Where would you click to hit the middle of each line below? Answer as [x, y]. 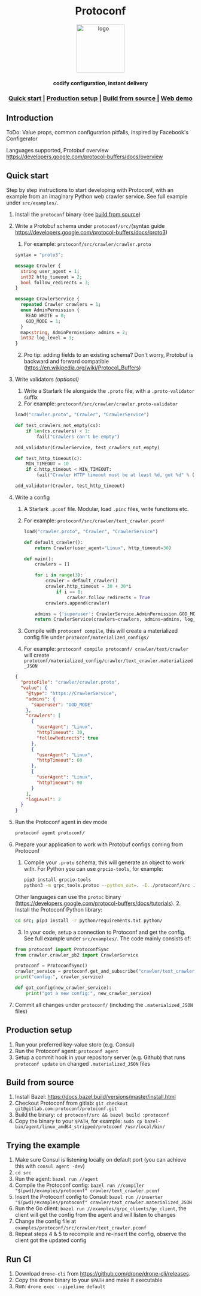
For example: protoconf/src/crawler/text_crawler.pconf [94, 521]
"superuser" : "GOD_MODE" [62, 705]
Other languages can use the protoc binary [68, 897]
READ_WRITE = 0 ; [46, 315]
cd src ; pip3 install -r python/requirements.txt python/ [89, 921]
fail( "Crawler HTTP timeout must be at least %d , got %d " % [113, 475]
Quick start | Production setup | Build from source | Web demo [100, 98]
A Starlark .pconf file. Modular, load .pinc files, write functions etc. [106, 509]
